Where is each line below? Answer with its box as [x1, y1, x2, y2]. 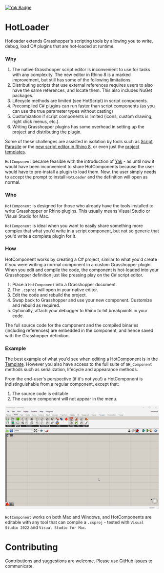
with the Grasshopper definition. [5, 332, 70, 338]
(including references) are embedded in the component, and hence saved [5, 327, 154, 333]
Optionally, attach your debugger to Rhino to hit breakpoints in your [12, 307, 148, 313]
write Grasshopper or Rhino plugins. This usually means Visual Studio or [5, 208, 150, 214]
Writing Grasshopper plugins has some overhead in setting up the [12, 124, 145, 130]
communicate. [5, 563, 34, 569]
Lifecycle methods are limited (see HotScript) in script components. [12, 98, 148, 104]
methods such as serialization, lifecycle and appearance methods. [5, 367, 138, 373]
